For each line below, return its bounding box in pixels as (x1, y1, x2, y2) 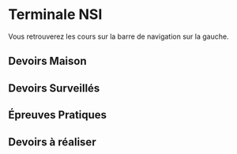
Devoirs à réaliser (8, 135, 96, 148)
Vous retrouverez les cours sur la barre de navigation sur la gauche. (8, 32, 229, 41)
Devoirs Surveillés (8, 81, 100, 95)
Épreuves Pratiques (8, 108, 107, 122)
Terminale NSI (8, 6, 103, 24)
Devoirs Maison (8, 54, 87, 68)
